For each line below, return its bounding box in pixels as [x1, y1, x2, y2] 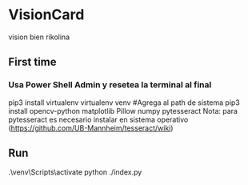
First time [8, 55, 58, 69]
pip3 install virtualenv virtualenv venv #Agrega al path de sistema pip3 [8, 98, 240, 107]
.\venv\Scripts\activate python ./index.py [8, 167, 142, 177]
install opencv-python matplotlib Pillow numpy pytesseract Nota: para [8, 106, 238, 115]
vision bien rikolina [8, 32, 70, 42]
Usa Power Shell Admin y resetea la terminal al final [8, 79, 212, 90]
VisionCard [8, 6, 85, 24]
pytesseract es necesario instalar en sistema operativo [8, 115, 189, 124]
